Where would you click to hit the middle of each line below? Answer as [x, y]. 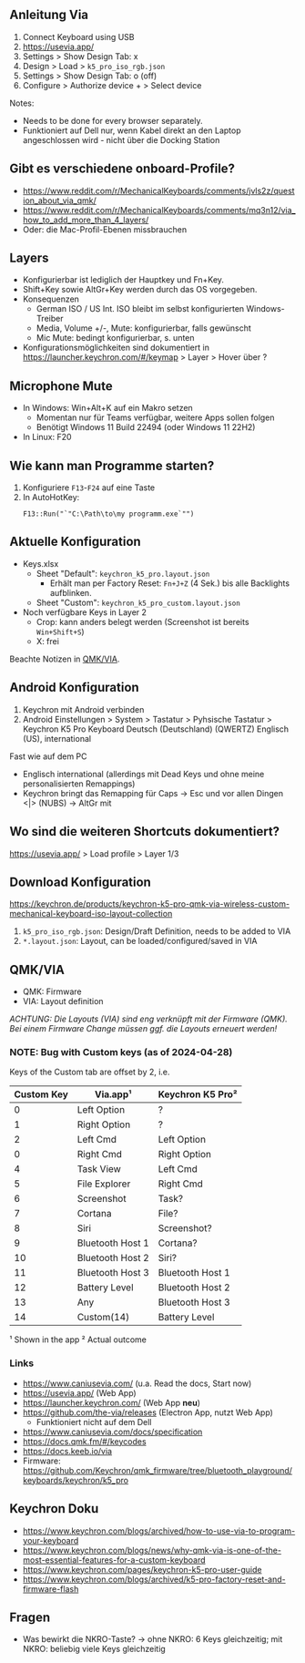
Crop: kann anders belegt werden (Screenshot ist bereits [142, 621]
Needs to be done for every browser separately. [112, 120]
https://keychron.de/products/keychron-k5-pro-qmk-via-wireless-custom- [149, 904]
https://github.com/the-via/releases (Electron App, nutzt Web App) [147, 1412]
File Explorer [104, 1184]
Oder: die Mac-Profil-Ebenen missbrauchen [105, 229]
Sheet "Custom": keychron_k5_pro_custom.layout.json [138, 602]
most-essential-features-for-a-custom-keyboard [114, 1560]
